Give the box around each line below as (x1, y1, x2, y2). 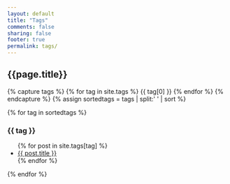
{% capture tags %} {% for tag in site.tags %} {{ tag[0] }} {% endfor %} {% (7, 87, 224, 95)
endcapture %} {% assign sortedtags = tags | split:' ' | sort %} (7, 94, 187, 103)
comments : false (7, 23, 55, 30)
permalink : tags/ (7, 43, 58, 50)
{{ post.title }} (17, 149, 57, 157)
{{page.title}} (7, 69, 68, 80)
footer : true (7, 36, 45, 43)
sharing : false (7, 29, 52, 37)
